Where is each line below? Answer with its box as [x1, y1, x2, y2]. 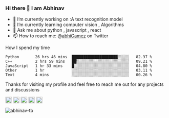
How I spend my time [5, 44, 50, 51]
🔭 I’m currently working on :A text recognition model [12, 16, 123, 22]
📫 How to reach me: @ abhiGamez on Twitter [12, 33, 109, 39]
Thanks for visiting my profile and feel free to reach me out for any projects [5, 81, 164, 87]
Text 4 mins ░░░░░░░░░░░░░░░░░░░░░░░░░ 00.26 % [5, 73, 153, 78]
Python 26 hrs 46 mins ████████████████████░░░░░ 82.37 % [5, 55, 153, 60]
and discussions [5, 87, 40, 93]
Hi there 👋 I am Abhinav [5, 5, 65, 12]
